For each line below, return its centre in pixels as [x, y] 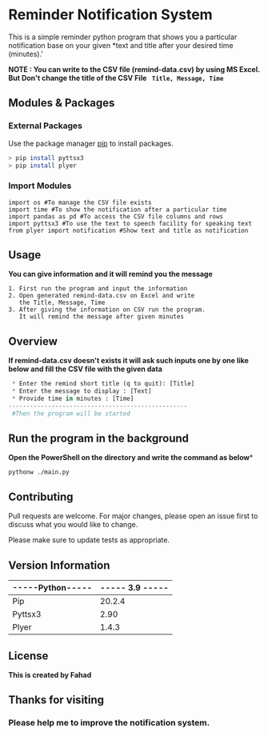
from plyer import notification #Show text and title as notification [128, 230]
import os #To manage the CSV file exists [80, 202]
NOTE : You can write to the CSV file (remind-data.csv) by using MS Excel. [134, 69]
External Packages [45, 126]
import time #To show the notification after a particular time [118, 210]
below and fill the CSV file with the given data [85, 369]
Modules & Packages [62, 103]
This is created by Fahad [50, 674]
